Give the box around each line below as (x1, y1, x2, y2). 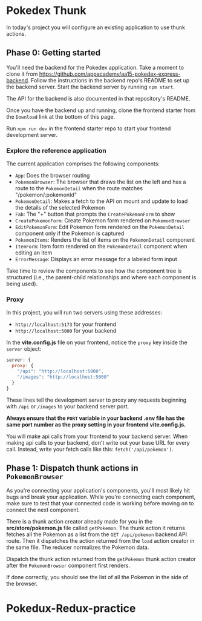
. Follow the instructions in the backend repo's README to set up (27, 76, 190, 84)
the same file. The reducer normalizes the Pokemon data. (6, 543, 149, 551)
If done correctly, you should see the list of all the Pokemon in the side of (6, 574, 189, 581)
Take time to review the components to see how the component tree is (6, 267, 182, 274)
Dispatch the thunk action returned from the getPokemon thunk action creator (6, 556, 197, 563)
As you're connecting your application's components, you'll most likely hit (6, 487, 191, 494)
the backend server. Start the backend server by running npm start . (6, 83, 175, 90)
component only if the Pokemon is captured (15, 230, 125, 237)
